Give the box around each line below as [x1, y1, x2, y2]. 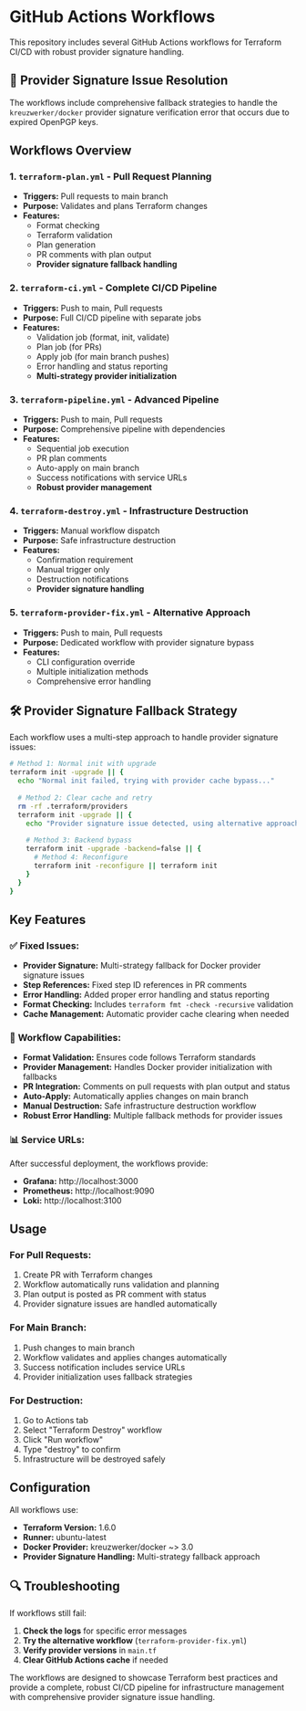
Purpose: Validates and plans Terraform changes [22, 201, 208, 212]
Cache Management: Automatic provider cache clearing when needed [22, 1009, 290, 1020]
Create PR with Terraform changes [22, 1269, 153, 1280]
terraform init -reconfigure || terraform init [33, 861, 219, 870]
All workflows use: [9, 1504, 79, 1515]
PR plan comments [36, 453, 107, 464]
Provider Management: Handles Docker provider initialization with [22, 1062, 273, 1073]
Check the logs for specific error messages [22, 1625, 188, 1636]
